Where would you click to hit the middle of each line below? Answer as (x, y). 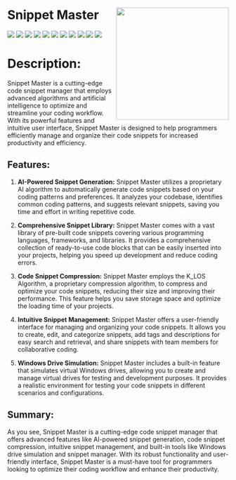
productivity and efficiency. (47, 142)
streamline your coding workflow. (55, 113)
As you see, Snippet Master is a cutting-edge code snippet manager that (112, 432)
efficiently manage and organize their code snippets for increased (103, 135)
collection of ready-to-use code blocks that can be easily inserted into (119, 247)
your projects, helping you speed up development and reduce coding (117, 255)
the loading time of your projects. (66, 306)
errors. (27, 262)
